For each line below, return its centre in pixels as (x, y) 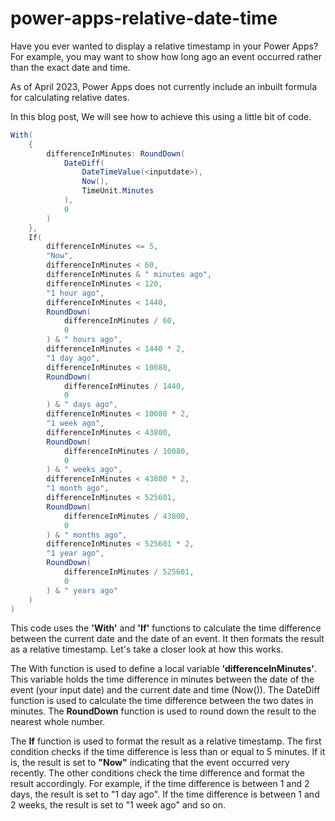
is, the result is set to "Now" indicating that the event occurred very (150, 763)
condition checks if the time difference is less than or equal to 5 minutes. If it (168, 752)
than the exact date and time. (70, 67)
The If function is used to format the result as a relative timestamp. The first (166, 741)
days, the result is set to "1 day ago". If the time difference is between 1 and (165, 794)
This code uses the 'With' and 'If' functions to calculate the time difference (166, 628)
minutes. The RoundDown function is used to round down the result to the (163, 711)
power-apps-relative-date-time (144, 18)
